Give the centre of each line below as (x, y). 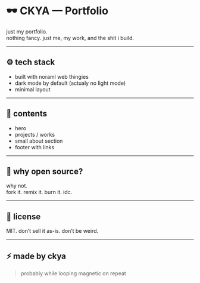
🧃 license (24, 216)
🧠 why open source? (45, 171)
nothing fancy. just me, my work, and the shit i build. (70, 38)
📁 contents (27, 114)
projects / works (35, 134)
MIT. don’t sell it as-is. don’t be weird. (52, 231)
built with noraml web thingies (52, 76)
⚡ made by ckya (36, 256)
